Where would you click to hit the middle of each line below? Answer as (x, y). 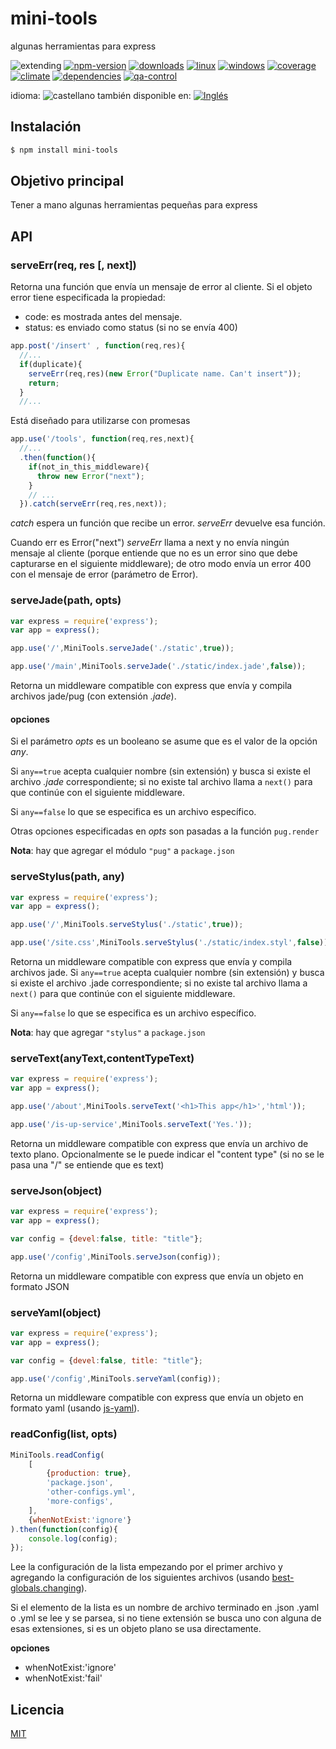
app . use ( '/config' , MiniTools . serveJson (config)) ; (116, 1257)
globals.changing (46, 1588)
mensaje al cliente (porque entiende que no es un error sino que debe (154, 553)
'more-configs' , (80, 1502)
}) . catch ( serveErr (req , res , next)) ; (93, 504)
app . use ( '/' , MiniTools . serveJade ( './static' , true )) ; (122, 648)
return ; (44, 383)
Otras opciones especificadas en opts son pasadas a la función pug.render (165, 831)
